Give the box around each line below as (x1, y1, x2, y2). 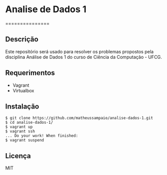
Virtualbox (12, 87, 35, 93)
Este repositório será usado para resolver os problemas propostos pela (5, 48, 154, 54)
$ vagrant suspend (5, 138, 44, 143)
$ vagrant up (5, 124, 33, 130)
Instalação (5, 102, 40, 111)
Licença (5, 151, 31, 160)
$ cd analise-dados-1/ (5, 120, 53, 125)
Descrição (5, 35, 39, 44)
